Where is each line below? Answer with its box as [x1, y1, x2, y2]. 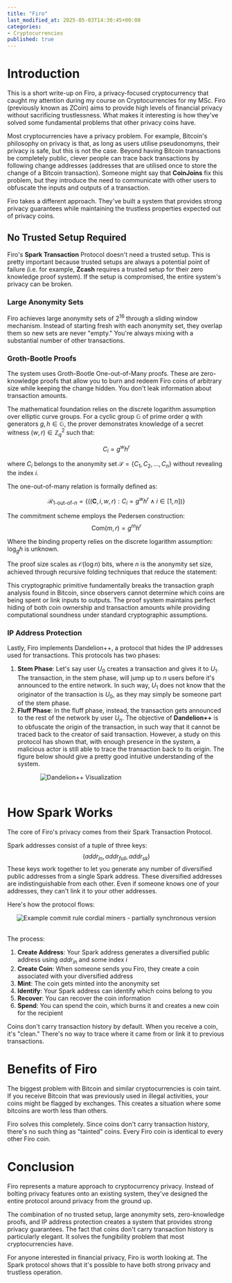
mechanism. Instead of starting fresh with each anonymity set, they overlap [7, 321, 223, 330]
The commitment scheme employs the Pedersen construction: [7, 512, 186, 520]
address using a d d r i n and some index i [17, 955, 128, 966]
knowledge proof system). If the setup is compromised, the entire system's [7, 272, 222, 281]
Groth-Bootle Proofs [7, 354, 77, 363]
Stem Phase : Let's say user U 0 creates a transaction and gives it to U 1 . [17, 665, 220, 674]
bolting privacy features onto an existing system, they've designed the [7, 1189, 208, 1198]
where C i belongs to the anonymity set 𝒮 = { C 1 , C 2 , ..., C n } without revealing [7, 460, 223, 470]
